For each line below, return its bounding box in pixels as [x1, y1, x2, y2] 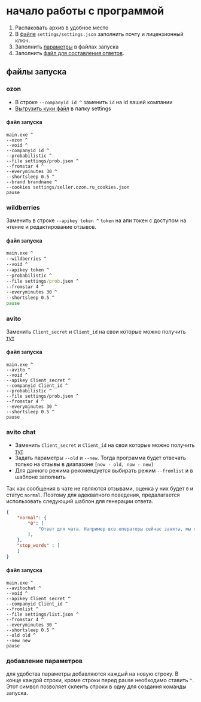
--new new [6, 637, 31, 643]
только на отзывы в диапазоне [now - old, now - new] [14, 460, 154, 468]
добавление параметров [6, 656, 83, 665]
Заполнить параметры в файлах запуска [14, 43, 119, 50]
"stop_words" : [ [17, 543, 60, 549]
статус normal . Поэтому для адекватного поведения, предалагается [6, 491, 181, 498]
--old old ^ [6, 632, 36, 639]
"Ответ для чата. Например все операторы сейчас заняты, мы [38, 526, 191, 532]
